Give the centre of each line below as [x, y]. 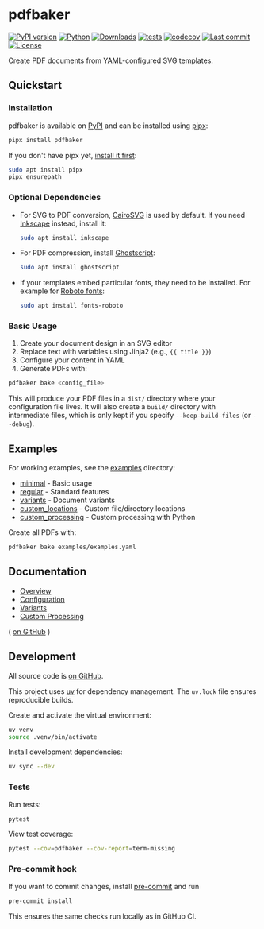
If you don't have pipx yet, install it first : [73, 155]
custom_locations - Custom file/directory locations [102, 509]
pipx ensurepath [35, 177]
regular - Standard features [64, 492]
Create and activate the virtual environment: [80, 715]
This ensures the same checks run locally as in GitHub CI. [102, 916]
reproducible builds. [41, 699]
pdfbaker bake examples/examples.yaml [72, 547]
